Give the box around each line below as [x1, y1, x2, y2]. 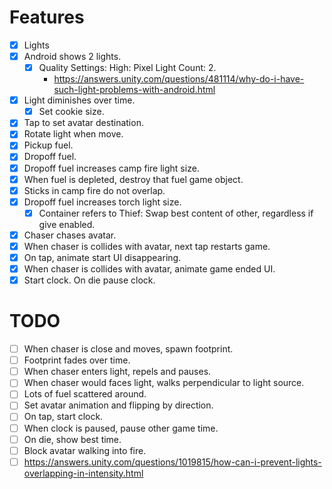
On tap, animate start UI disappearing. [23, 251, 182, 263]
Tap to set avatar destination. [23, 117, 144, 129]
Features [9, 6, 85, 29]
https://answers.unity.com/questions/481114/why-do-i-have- [53, 73, 305, 85]
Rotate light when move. [23, 128, 124, 140]
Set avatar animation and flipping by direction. [23, 399, 214, 411]
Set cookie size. [38, 106, 105, 118]
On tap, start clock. [23, 411, 104, 423]
